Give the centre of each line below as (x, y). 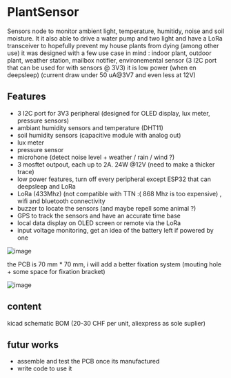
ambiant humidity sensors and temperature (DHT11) (90, 127)
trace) (26, 171)
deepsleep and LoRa (46, 186)
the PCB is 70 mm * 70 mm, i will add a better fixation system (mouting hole (114, 264)
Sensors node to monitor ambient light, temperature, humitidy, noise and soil (116, 31)
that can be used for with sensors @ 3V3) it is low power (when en (102, 67)
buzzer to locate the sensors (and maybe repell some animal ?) (107, 208)
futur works (33, 345)
